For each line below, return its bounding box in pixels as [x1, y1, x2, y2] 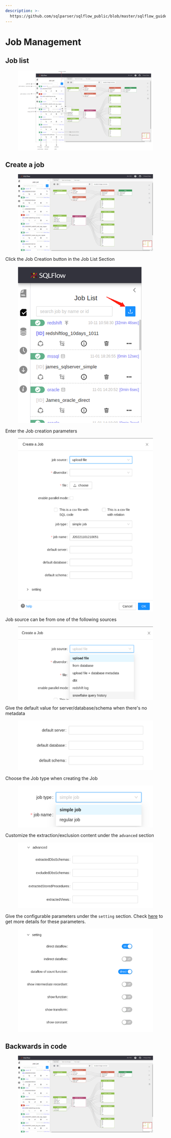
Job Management [5, 36, 81, 48]
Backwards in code [5, 1042, 67, 1050]
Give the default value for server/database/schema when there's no [5, 705, 148, 711]
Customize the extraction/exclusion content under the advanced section [5, 832, 154, 838]
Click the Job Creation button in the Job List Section [5, 256, 115, 262]
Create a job [5, 160, 45, 169]
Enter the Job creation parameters [5, 428, 77, 434]
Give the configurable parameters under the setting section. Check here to [5, 913, 163, 919]
